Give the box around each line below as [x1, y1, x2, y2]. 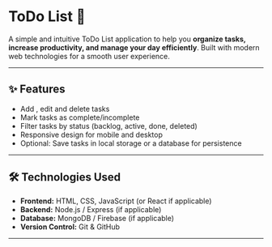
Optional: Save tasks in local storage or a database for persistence [19, 138, 242, 148]
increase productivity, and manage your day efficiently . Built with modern [8, 42, 261, 52]
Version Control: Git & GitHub [19, 222, 120, 232]
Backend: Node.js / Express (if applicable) [19, 204, 162, 214]
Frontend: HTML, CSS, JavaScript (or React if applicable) [19, 196, 212, 206]
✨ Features [8, 83, 66, 96]
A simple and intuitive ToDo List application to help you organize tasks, [8, 34, 246, 44]
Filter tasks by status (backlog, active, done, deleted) [19, 121, 198, 130]
